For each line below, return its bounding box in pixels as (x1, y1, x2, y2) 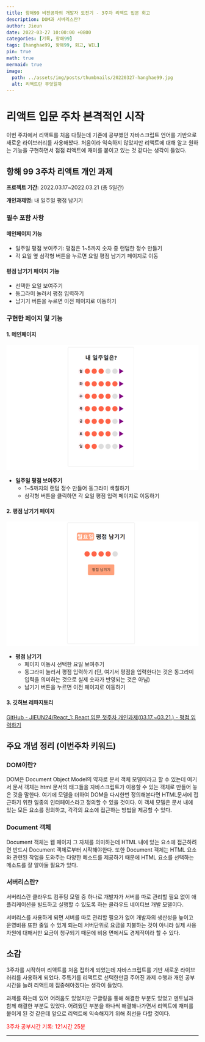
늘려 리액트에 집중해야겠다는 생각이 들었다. (22, 981, 124, 989)
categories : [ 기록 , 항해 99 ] (6, 36, 73, 42)
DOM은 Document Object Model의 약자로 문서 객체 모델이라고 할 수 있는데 (6, 776, 186, 783)
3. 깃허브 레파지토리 (6, 699, 54, 706)
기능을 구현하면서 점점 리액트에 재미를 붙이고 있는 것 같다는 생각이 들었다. (12, 147, 187, 154)
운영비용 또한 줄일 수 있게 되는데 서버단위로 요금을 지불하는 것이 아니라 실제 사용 (6, 921, 197, 929)
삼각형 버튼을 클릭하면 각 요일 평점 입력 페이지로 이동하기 (24, 492, 160, 500)
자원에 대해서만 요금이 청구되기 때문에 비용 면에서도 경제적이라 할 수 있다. (6, 929, 181, 936)
